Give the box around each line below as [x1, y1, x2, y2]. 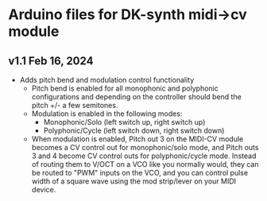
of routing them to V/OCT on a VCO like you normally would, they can [31, 160, 259, 168]
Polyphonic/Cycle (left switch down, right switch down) [43, 126, 225, 135]
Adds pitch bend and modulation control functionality [19, 75, 195, 84]
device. [31, 185, 56, 194]
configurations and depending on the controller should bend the [31, 92, 242, 101]
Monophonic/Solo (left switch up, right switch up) [43, 118, 206, 126]
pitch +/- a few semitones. [31, 101, 118, 110]
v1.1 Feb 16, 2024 [8, 54, 94, 68]
